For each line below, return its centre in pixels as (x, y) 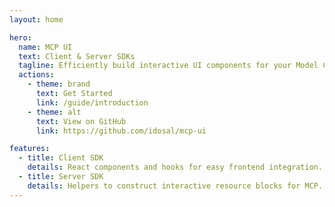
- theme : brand (59, 84)
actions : (36, 75)
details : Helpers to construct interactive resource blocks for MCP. (175, 186)
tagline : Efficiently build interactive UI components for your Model (168, 66)
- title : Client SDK (61, 158)
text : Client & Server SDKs (77, 56)
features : (30, 149)
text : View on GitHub (81, 121)
